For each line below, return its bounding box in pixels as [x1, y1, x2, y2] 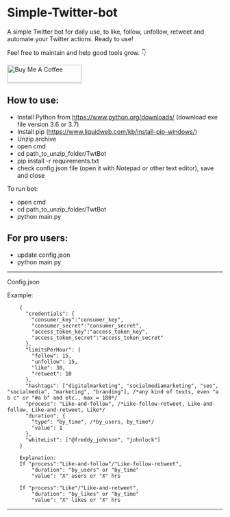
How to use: [7, 95, 60, 106]
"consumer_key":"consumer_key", [31, 316, 125, 323]
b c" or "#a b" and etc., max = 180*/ [7, 394, 118, 401]
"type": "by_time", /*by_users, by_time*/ [31, 418, 155, 425]
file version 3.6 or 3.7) [16, 120, 79, 128]
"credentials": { [25, 310, 75, 317]
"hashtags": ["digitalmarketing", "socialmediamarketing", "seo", [25, 382, 219, 389]
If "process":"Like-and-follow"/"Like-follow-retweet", [19, 460, 183, 468]
